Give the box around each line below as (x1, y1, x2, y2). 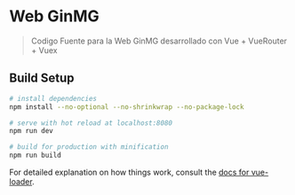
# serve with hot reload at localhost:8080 (9, 118, 173, 128)
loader (9, 176, 33, 187)
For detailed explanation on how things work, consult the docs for (9, 167, 250, 177)
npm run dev (9, 127, 53, 136)
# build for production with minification (9, 143, 169, 152)
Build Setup (9, 71, 75, 86)
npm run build (9, 151, 62, 160)
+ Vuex (30, 44, 58, 55)
